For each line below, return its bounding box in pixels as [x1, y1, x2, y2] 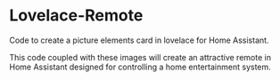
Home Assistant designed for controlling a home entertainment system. [9, 61, 272, 72]
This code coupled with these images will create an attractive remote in [9, 52, 272, 62]
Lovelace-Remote [9, 5, 144, 26]
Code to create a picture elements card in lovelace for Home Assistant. [9, 35, 269, 45]
